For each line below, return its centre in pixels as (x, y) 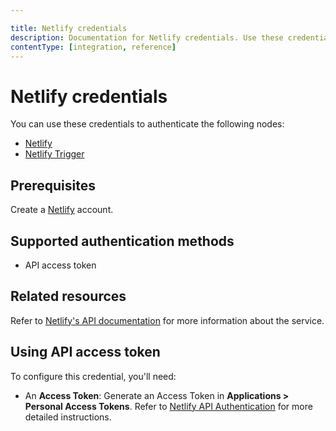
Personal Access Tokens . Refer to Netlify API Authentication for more (168, 406)
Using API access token (85, 352)
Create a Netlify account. (62, 210)
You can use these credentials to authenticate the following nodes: (147, 124)
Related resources (68, 296)
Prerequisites (53, 185)
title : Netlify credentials (69, 28)
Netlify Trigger (54, 154)
